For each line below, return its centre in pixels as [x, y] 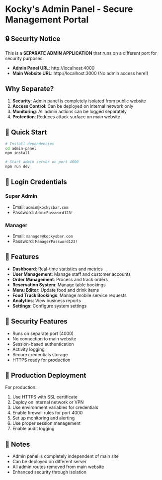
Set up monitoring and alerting [43, 418]
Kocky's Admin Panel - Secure [69, 9]
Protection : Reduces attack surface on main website [66, 117]
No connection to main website [44, 338]
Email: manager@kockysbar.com [42, 236]
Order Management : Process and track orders [60, 279]
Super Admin [21, 196]
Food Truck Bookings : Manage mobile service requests [69, 295]
